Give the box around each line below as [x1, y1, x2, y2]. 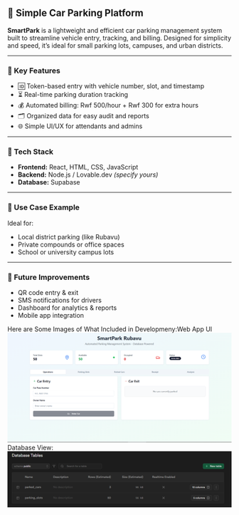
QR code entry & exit [17, 288, 79, 296]
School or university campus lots [17, 247, 115, 256]
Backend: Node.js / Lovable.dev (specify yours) [17, 170, 159, 179]
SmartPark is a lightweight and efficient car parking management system [7, 26, 223, 34]
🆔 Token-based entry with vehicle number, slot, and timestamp [17, 82, 205, 90]
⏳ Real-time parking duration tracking [17, 90, 129, 99]
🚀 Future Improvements [7, 272, 90, 282]
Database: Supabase [17, 178, 80, 187]
